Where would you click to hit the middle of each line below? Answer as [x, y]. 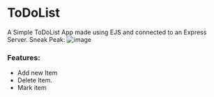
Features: [24, 57]
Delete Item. [35, 80]
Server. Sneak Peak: [36, 39]
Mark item [32, 88]
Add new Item [37, 73]
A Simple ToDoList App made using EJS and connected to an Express [107, 32]
